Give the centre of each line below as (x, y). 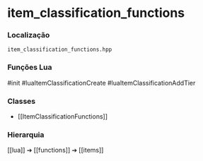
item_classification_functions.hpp (60, 50)
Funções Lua (30, 67)
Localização (29, 35)
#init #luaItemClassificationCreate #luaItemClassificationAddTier (101, 83)
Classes (22, 101)
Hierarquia (26, 135)
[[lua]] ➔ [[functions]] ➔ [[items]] (56, 150)
